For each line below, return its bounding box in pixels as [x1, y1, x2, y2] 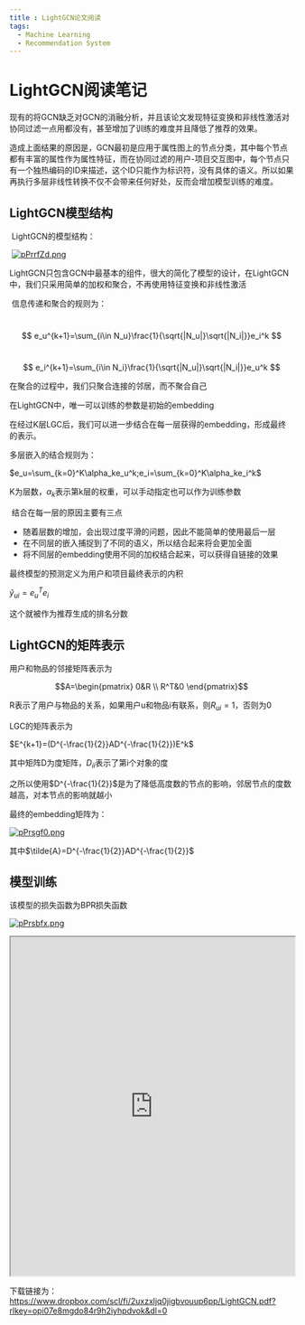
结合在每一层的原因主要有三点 [11, 507, 123, 518]
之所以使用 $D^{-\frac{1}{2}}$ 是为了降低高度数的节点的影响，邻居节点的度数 [9, 778, 291, 789]
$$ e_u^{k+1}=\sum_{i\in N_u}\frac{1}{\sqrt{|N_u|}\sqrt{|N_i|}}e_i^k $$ [21, 331, 282, 341]
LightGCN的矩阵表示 [9, 637, 125, 653]
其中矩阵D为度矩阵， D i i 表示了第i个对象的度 [9, 756, 169, 770]
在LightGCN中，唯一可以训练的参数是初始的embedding [9, 399, 215, 410]
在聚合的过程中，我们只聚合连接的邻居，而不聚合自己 [9, 381, 208, 391]
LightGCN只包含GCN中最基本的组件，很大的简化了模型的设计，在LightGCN [9, 268, 290, 278]
